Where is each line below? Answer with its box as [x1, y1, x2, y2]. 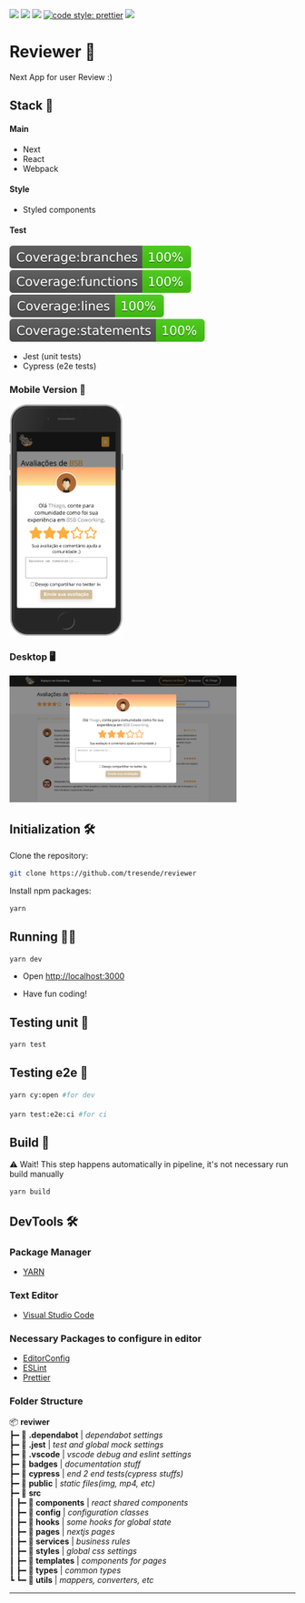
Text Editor [9, 1288, 59, 1301]
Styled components [22, 204, 96, 215]
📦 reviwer [9, 1416, 50, 1427]
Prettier [22, 1372, 51, 1383]
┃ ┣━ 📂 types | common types [9, 1565, 122, 1576]
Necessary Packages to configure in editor [9, 1333, 202, 1346]
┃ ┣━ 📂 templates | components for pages [9, 1555, 167, 1566]
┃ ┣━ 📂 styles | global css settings [9, 1545, 138, 1556]
